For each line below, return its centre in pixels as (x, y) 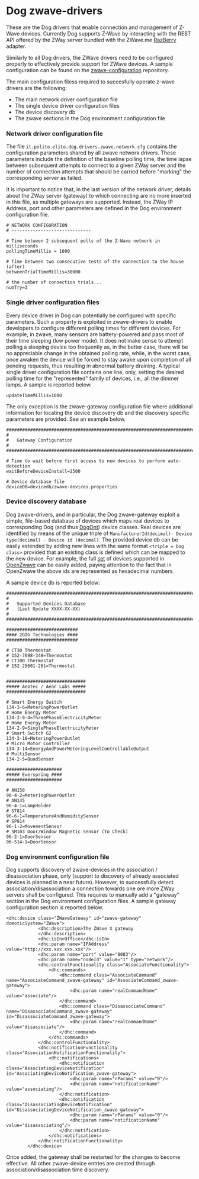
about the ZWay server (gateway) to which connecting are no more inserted (99, 196)
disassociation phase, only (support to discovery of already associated (92, 876)
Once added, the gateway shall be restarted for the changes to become (93, 1157)
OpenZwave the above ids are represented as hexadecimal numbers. (90, 571)
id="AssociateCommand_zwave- (143, 981)
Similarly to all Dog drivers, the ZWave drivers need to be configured (90, 57)
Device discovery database (46, 501)
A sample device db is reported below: (53, 582)
